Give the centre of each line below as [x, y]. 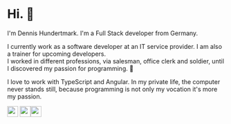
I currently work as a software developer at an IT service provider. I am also [115, 46]
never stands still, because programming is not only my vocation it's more [112, 89]
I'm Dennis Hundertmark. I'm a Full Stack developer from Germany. [103, 33]
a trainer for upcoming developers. [57, 54]
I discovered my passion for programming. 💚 [70, 68]
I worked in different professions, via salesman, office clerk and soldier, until [116, 61]
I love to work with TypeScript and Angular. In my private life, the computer [114, 81]
